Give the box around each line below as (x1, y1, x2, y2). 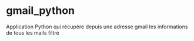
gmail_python (6, 4, 75, 17)
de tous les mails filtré (6, 29, 60, 36)
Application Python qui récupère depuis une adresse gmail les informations (6, 23, 188, 30)
